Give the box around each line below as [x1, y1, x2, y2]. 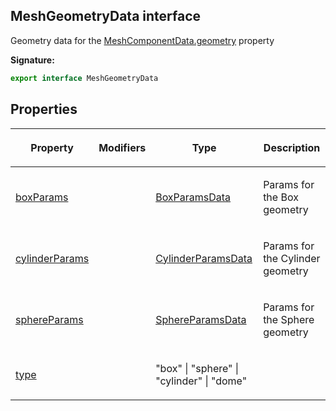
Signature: [10, 54, 55, 66]
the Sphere [263, 312, 315, 326]
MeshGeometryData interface [10, 8, 202, 25]
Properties [10, 101, 78, 118]
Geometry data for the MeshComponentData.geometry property [10, 34, 275, 46]
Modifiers [98, 140, 147, 154]
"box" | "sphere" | [155, 361, 240, 375]
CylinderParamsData [155, 251, 253, 265]
